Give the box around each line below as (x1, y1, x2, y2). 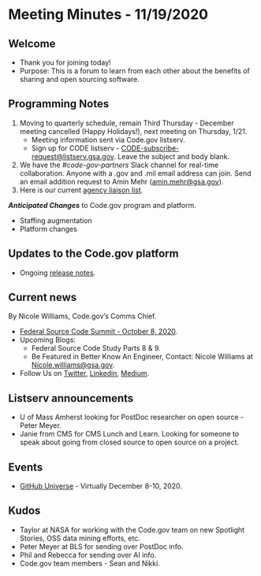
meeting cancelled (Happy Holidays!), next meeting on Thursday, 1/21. (19, 126, 248, 136)
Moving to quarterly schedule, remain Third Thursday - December (19, 118, 234, 128)
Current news (8, 291, 77, 304)
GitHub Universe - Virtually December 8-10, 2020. (19, 481, 183, 491)
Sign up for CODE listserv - (31, 143, 120, 153)
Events (8, 460, 43, 474)
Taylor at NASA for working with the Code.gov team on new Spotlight (19, 525, 245, 534)
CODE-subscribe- (121, 143, 180, 153)
